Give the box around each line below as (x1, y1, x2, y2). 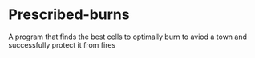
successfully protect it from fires (8, 40, 116, 49)
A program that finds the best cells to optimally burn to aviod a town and (8, 32, 247, 41)
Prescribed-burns (8, 6, 130, 24)
